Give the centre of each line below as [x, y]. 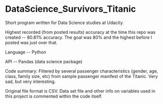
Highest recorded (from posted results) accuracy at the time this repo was [81, 32]
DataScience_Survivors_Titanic [71, 9]
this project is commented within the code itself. [54, 96]
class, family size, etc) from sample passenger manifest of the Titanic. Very [81, 76]
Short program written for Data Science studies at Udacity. [65, 23]
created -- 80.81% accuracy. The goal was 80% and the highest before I [79, 37]
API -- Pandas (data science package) [44, 61]
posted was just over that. [32, 42]
